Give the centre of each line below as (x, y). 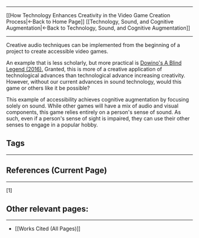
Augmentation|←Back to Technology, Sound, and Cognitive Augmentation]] (98, 28)
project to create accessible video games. (57, 51)
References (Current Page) (57, 171)
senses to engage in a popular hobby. (52, 125)
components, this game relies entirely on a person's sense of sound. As (94, 112)
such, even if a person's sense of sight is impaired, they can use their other (98, 118)
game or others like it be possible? (48, 88)
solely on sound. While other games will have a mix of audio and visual (92, 106)
